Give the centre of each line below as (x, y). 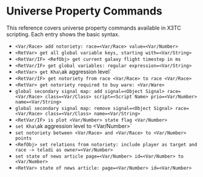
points (23, 138)
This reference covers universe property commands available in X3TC (94, 28)
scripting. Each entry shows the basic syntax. (63, 34)
